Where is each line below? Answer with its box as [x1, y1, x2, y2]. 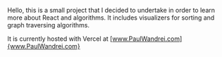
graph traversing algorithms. [7, 21, 90, 29]
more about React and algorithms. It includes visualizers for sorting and [7, 13, 215, 22]
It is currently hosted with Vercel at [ [7, 34, 113, 43]
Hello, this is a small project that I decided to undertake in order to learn [7, 6, 216, 14]
